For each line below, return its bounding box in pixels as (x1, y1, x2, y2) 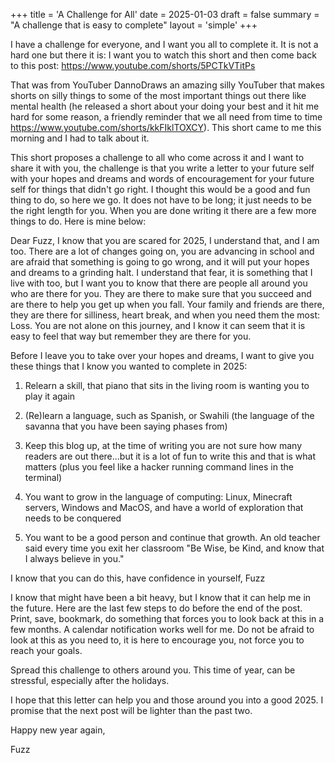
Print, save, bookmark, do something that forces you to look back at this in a (10, 613, 325, 624)
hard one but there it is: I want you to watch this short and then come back (10, 49, 317, 61)
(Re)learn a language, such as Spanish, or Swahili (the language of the (24, 410, 315, 421)
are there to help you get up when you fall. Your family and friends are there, (10, 299, 325, 310)
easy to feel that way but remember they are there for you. (10, 330, 252, 342)
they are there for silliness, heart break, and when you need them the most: (10, 309, 320, 321)
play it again (24, 390, 76, 402)
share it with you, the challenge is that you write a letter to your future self (10, 162, 315, 174)
